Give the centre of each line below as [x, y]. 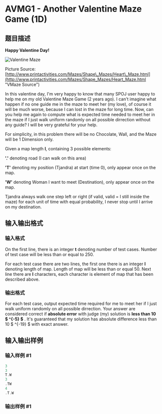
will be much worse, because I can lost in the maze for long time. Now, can [79, 109]
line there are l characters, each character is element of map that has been [79, 274]
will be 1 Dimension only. [29, 139]
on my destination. [23, 207]
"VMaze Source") [22, 84]
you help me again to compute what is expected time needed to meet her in [80, 114]
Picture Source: [20, 69]
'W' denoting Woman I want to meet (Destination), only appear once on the [80, 182]
